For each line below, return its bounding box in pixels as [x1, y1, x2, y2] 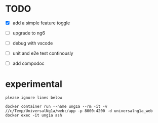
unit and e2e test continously [12, 50, 73, 56]
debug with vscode [12, 40, 53, 46]
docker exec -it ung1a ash [5, 113, 62, 118]
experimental [5, 78, 62, 90]
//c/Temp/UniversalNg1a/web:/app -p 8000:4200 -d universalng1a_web [5, 108, 153, 114]
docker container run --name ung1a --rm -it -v [5, 104, 108, 109]
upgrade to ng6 [12, 30, 46, 36]
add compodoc [12, 60, 45, 66]
